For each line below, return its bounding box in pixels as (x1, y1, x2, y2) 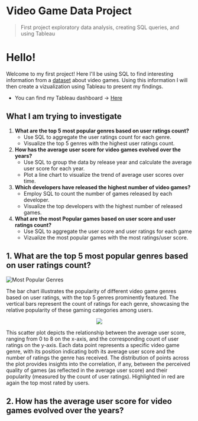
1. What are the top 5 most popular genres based (6, 251, 189, 261)
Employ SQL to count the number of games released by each (23, 190, 173, 197)
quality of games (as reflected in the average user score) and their (6, 367, 168, 374)
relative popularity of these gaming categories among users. (6, 306, 154, 313)
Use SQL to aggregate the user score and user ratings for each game (23, 228, 192, 235)
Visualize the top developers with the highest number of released (23, 202, 183, 209)
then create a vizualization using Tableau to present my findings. (6, 83, 164, 90)
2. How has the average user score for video (6, 396, 173, 406)
